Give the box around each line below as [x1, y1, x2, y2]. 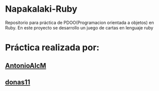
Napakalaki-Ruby [5, 3, 78, 15]
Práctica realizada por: [5, 42, 100, 53]
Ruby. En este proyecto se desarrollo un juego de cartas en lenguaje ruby [5, 24, 154, 30]
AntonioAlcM [5, 61, 47, 69]
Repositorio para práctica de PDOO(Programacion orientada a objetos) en [5, 20, 154, 25]
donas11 [5, 78, 30, 86]
